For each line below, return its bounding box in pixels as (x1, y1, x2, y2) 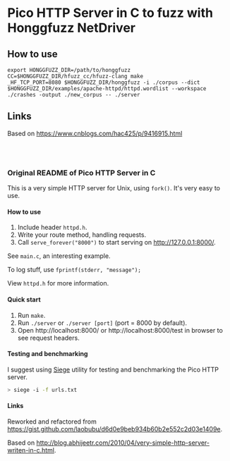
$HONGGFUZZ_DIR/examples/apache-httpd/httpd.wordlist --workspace (7, 85, 207, 92)
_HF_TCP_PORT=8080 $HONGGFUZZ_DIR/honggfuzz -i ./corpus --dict (7, 79, 200, 86)
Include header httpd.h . (17, 223, 87, 232)
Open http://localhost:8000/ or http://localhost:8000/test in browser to (17, 326, 224, 334)
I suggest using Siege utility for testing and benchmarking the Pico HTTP (7, 365, 219, 374)
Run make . (17, 311, 46, 319)
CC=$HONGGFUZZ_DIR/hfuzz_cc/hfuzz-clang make (7, 73, 143, 80)
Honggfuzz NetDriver (7, 20, 136, 36)
